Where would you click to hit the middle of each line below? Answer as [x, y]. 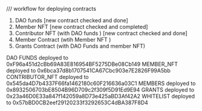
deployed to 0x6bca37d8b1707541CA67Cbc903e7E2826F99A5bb [89, 71]
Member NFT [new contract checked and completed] [81, 27]
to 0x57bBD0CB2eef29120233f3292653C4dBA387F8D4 [77, 103]
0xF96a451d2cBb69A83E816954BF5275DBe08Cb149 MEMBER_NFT [92, 64]
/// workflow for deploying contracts [51, 9]
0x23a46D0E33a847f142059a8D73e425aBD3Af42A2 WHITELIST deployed [101, 96]
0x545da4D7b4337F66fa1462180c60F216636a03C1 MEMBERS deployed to [101, 83]
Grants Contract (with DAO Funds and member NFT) [80, 46]
